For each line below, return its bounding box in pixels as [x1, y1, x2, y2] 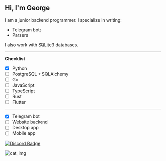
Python [12, 65, 27, 71]
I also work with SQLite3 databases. [5, 42, 78, 48]
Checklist [5, 55, 26, 61]
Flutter [12, 99, 26, 105]
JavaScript [12, 82, 35, 88]
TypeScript [12, 88, 35, 94]
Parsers [12, 32, 29, 38]
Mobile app [12, 130, 36, 136]
